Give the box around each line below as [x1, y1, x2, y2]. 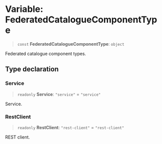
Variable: [5, 3, 44, 15]
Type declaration [5, 65, 59, 73]
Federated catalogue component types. [5, 51, 86, 57]
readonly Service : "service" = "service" [17, 91, 101, 97]
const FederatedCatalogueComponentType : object [17, 41, 125, 47]
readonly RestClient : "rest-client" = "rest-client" [17, 124, 124, 130]
